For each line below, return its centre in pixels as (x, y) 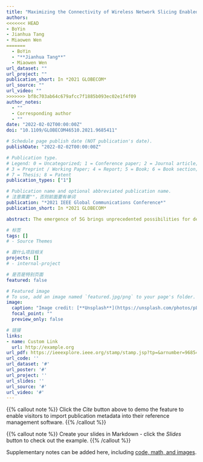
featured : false (27, 280)
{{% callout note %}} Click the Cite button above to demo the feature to (95, 409)
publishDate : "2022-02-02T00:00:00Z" (54, 147)
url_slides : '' (25, 381)
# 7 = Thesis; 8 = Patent (39, 175)
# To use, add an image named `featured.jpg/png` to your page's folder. (101, 297)
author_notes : (24, 102)
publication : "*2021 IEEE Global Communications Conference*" (86, 203)
